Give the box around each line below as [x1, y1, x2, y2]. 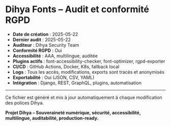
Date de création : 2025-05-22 [12, 31, 78, 37]
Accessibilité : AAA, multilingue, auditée [12, 52, 98, 59]
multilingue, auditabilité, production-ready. [5, 115, 99, 121]
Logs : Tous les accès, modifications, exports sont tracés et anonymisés [12, 69, 164, 75]
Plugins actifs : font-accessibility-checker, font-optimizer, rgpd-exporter [12, 58, 165, 64]
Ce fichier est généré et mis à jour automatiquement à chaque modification [5, 94, 163, 100]
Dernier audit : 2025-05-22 [12, 37, 71, 43]
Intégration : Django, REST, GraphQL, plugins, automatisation [12, 80, 141, 86]
